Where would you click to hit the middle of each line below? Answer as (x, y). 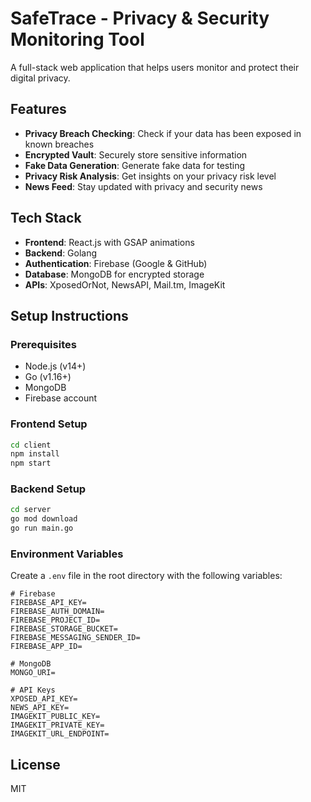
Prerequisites (43, 344)
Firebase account (61, 398)
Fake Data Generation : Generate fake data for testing (135, 165)
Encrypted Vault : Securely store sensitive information (136, 154)
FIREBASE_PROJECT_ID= (55, 620)
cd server (31, 510)
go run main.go (42, 528)
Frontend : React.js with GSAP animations (109, 242)
